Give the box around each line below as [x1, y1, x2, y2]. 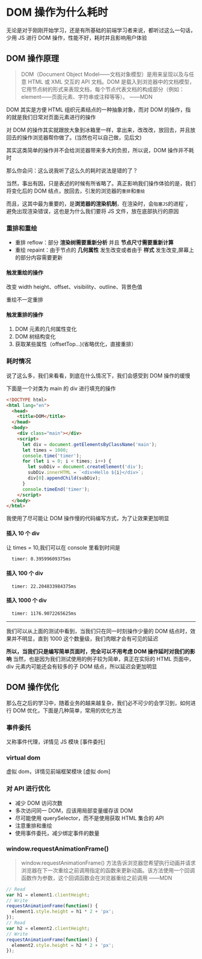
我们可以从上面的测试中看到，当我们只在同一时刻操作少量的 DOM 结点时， [6, 627, 191, 635]
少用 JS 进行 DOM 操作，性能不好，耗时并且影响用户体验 [6, 34, 147, 41]
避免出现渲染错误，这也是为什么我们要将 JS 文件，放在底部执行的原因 [6, 207, 179, 214]
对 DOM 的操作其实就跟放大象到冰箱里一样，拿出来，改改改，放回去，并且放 [6, 126, 196, 133]
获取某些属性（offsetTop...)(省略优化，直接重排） [14, 341, 137, 348]
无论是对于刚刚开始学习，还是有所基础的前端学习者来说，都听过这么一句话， [6, 26, 196, 34]
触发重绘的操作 [6, 268, 43, 276]
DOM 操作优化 [6, 682, 59, 692]
